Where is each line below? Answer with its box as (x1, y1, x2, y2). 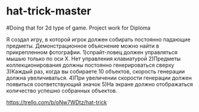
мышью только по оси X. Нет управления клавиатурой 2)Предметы (6, 55, 181, 62)
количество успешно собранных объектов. (6, 87, 118, 94)
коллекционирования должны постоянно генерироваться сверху (6, 61, 174, 69)
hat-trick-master (6, 4, 91, 18)
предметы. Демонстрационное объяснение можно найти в (6, 42, 159, 49)
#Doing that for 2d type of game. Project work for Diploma (6, 24, 151, 31)
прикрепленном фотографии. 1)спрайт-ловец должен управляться (6, 48, 178, 55)
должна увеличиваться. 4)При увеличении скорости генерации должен (6, 74, 192, 81)
